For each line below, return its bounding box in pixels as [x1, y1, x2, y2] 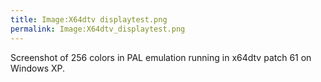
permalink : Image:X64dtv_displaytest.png [10, 24, 186, 34]
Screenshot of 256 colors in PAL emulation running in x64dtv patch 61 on [10, 51, 312, 63]
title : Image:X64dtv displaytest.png [10, 14, 168, 25]
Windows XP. [10, 62, 66, 74]
